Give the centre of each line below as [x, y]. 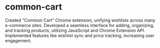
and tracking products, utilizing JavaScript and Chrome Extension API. [75, 30]
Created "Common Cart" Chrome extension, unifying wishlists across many [80, 20]
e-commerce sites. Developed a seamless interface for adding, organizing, [80, 25]
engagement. [18, 40]
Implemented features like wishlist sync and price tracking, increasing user [80, 36]
